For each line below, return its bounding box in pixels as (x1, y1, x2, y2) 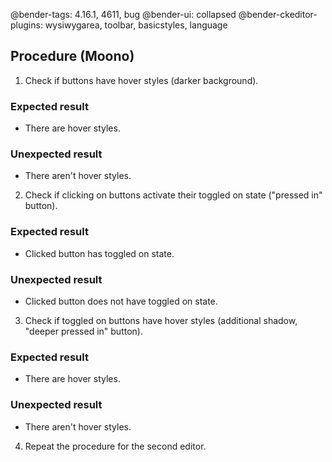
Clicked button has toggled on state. (24, 247, 175, 259)
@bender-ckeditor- (238, 9, 318, 20)
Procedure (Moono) (10, 48, 135, 65)
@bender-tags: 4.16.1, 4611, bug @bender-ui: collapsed (10, 9, 237, 20)
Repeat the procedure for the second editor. (24, 440, 207, 452)
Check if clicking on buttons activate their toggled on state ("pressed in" (24, 189, 323, 201)
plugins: (10, 19, 43, 31)
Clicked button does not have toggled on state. (24, 295, 218, 307)
